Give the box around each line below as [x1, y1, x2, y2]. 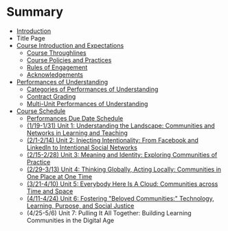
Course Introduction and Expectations [16, 41, 124, 49]
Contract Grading [26, 92, 76, 100]
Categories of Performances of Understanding [26, 85, 159, 93]
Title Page [16, 34, 45, 42]
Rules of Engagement [26, 63, 88, 71]
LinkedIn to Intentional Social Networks [26, 143, 138, 151]
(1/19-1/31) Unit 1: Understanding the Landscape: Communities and [26, 121, 216, 130]
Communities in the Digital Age [26, 216, 115, 224]
